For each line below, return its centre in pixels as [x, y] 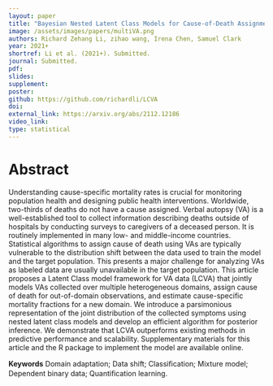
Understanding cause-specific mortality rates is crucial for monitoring [125, 192]
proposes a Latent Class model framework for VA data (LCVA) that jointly [130, 278]
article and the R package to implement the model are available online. [126, 347]
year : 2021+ [28, 46]
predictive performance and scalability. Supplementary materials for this [129, 339]
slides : [22, 76]
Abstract [39, 169]
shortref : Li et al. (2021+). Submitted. [80, 54]
